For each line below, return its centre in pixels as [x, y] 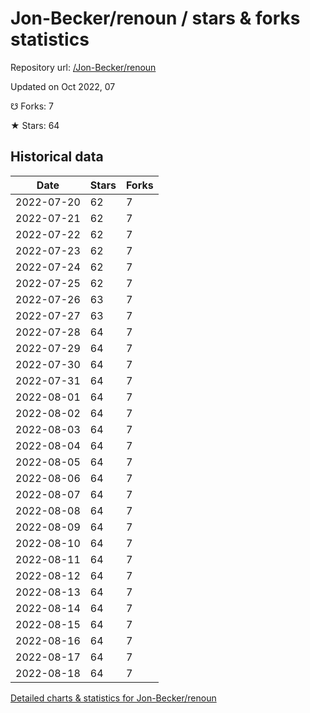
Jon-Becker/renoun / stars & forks [155, 18]
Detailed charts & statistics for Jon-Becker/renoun [113, 698]
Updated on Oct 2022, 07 [63, 86]
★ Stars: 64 [35, 125]
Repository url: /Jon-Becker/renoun [83, 67]
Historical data [57, 157]
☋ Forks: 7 [32, 106]
